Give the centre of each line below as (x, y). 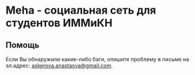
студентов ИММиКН (59, 23)
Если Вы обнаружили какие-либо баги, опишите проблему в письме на (97, 59)
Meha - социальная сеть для (81, 10)
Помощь (22, 45)
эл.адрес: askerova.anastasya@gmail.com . (59, 65)
